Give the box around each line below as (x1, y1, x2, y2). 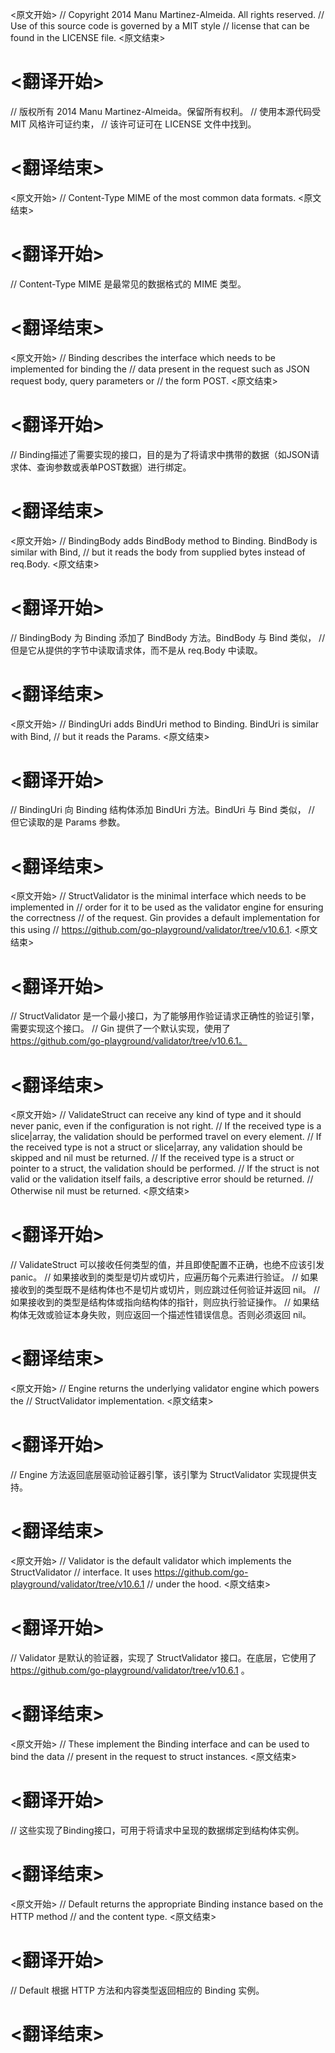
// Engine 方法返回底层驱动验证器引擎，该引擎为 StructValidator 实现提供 (10, 1469, 309, 1481)
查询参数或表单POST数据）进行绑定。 (36, 461, 192, 473)
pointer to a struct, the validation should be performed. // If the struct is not (10, 1163, 320, 1175)
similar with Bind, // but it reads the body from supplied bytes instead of (10, 546, 306, 558)
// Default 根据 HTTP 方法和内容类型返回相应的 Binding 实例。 (10, 1984, 265, 1996)
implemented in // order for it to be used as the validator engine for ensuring (10, 901, 324, 913)
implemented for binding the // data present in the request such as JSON (10, 363, 310, 375)
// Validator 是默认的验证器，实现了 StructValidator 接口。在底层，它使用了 (10, 1651, 317, 1663)
